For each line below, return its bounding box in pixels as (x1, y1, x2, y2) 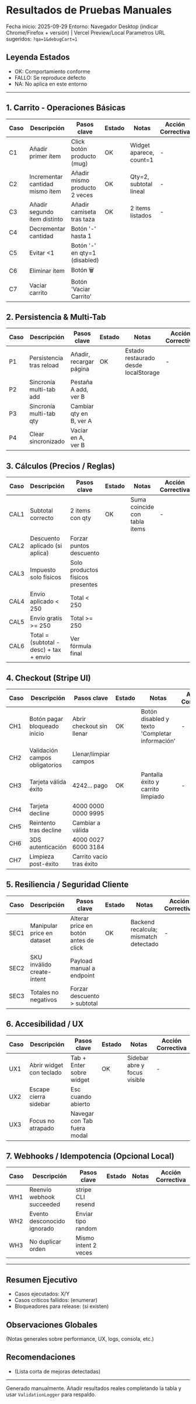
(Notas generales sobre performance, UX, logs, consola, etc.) (6, 1335, 155, 1342)
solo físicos (30, 573, 61, 582)
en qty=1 (71, 248, 96, 257)
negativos (30, 995, 57, 1003)
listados (130, 211, 152, 220)
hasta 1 (71, 232, 92, 240)
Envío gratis (30, 614, 62, 623)
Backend (130, 918, 155, 926)
